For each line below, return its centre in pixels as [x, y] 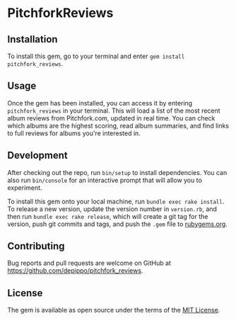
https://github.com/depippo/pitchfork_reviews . [75, 271]
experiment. [25, 187]
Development [38, 156]
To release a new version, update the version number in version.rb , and [112, 209]
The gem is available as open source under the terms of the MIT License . [114, 310]
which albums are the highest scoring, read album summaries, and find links [118, 125]
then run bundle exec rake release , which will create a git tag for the [108, 216]
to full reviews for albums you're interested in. [74, 133]
